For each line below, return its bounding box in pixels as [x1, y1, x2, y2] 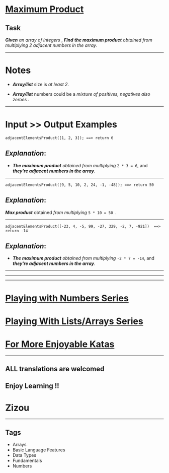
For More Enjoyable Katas [5, 339, 115, 350]
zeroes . [12, 96, 30, 102]
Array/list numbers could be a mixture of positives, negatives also [12, 91, 150, 97]
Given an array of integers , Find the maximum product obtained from [5, 37, 152, 43]
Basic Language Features [12, 447, 65, 453]
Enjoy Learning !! [5, 382, 59, 390]
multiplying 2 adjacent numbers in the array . [5, 42, 98, 48]
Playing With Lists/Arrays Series [5, 315, 143, 327]
